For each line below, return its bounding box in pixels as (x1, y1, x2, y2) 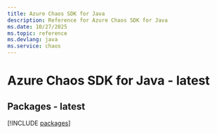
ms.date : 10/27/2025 (7, 23, 68, 30)
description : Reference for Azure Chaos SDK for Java (7, 17, 169, 24)
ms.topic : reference (7, 29, 68, 37)
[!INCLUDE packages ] (7, 119, 71, 127)
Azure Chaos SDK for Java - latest (7, 73, 211, 89)
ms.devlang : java (7, 36, 58, 43)
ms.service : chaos (7, 43, 61, 50)
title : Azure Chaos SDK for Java (7, 10, 105, 17)
